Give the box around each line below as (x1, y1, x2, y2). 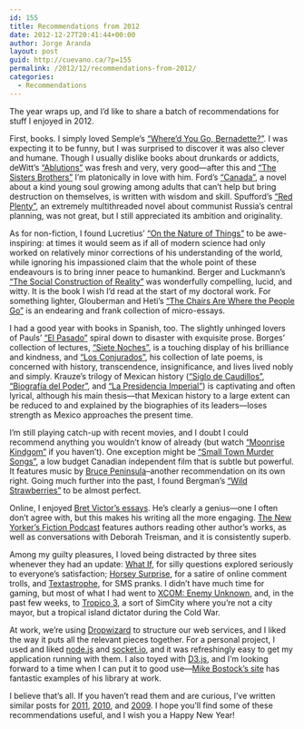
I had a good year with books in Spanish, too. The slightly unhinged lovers (9, 322, 286, 333)
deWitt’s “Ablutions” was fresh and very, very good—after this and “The (9, 162, 277, 172)
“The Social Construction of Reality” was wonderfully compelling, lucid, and (9, 276, 293, 287)
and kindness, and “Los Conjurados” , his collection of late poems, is (9, 351, 263, 362)
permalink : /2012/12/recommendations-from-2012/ (9, 64, 197, 74)
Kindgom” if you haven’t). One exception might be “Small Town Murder (9, 446, 274, 457)
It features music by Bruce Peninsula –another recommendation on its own (9, 465, 286, 477)
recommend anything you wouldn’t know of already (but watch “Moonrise (9, 437, 286, 448)
